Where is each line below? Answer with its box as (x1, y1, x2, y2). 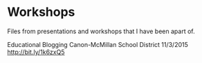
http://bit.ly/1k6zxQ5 (7, 48, 65, 56)
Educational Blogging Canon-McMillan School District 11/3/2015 (7, 40, 189, 48)
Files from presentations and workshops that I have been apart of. (7, 27, 195, 35)
